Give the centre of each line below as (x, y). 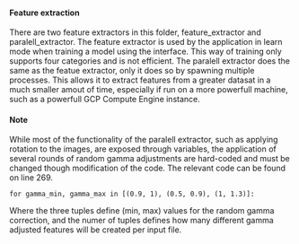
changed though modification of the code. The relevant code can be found (147, 168)
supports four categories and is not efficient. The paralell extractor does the (149, 61)
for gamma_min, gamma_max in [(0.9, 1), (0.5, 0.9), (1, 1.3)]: (132, 194)
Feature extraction (44, 13)
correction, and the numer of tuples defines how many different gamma (141, 221)
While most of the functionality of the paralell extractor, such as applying (144, 140)
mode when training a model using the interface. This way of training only (146, 52)
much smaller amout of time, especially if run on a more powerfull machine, (149, 90)
